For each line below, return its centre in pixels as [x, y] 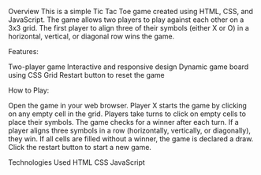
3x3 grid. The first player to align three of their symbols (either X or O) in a [129, 28]
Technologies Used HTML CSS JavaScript [77, 162]
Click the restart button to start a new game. [80, 147]
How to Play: [29, 90]
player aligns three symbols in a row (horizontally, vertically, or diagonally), [129, 130]
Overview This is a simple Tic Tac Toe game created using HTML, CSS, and [131, 11]
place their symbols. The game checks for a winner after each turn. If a [123, 122]
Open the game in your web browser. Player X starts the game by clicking [127, 106]
